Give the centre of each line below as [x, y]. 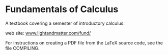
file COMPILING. [22, 48]
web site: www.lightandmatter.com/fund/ [48, 33]
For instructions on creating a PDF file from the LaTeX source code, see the [84, 43]
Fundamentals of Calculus [62, 9]
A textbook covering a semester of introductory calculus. [65, 23]
